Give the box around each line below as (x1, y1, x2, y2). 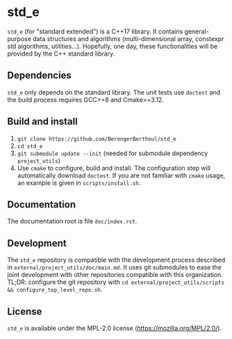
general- (184, 27, 210, 36)
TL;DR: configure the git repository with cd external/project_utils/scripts (7, 278, 224, 286)
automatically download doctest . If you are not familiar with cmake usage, (17, 171, 226, 180)
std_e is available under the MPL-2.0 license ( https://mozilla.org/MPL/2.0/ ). (7, 324, 222, 332)
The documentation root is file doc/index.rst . (7, 217, 138, 226)
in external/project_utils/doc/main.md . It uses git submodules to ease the (7, 263, 222, 271)
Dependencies (7, 70, 72, 81)
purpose (7, 34, 31, 42)
